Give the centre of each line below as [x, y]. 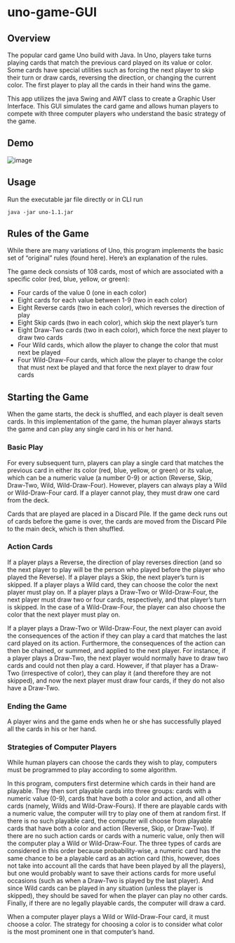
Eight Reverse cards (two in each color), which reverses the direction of [121, 308]
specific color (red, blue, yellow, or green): [68, 279]
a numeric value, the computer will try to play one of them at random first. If [117, 814]
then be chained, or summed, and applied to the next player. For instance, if [116, 650]
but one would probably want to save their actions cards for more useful [112, 873]
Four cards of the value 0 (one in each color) [82, 293]
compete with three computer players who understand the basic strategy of [117, 114]
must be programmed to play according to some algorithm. [92, 770]
